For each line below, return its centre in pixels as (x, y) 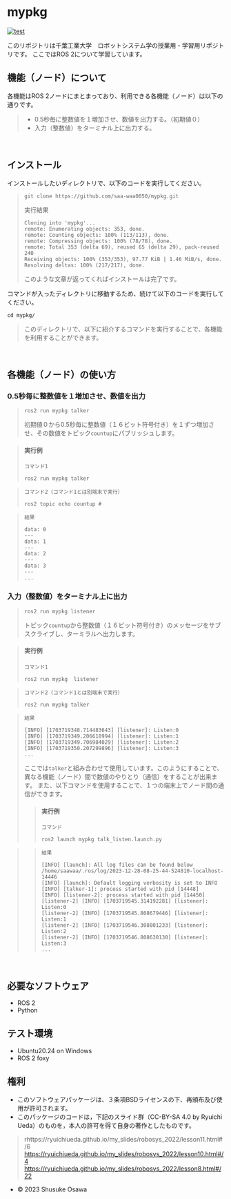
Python (27, 1010)
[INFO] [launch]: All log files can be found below (117, 865)
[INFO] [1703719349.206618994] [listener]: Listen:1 (101, 736)
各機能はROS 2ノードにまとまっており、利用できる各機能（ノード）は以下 (112, 96)
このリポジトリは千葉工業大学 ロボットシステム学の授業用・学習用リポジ (113, 45)
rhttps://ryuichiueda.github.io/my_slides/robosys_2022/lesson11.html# (123, 1139)
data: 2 (35, 554)
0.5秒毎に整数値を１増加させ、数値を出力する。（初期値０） (119, 119)
